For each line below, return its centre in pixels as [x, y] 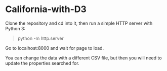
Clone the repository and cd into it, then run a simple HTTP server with [79, 23]
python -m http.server [41, 38]
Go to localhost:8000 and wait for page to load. [55, 48]
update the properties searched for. [42, 63]
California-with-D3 [46, 9]
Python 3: [15, 28]
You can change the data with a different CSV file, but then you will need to [83, 58]
